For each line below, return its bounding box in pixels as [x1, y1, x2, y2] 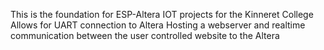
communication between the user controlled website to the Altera [10, 30, 280, 41]
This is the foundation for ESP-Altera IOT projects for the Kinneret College [10, 9, 314, 20]
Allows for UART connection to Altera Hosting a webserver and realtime [10, 19, 306, 31]
